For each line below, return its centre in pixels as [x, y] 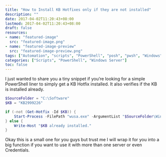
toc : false [16, 65]
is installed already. [25, 89]
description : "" [22, 14]
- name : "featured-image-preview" [41, 46]
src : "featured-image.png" [37, 42]
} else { [14, 121]
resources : [16, 33]
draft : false [19, 28]
